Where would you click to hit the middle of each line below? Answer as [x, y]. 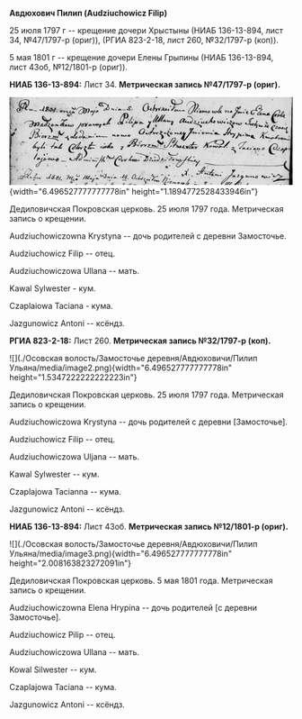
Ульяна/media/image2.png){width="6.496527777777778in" [121, 368]
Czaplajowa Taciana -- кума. [63, 687]
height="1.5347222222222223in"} [73, 377]
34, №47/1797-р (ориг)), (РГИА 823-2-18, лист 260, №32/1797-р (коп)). [144, 40]
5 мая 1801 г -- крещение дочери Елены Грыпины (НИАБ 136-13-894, [142, 57]
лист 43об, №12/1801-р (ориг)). [69, 67]
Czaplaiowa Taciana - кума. [62, 305]
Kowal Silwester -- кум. [53, 669]
